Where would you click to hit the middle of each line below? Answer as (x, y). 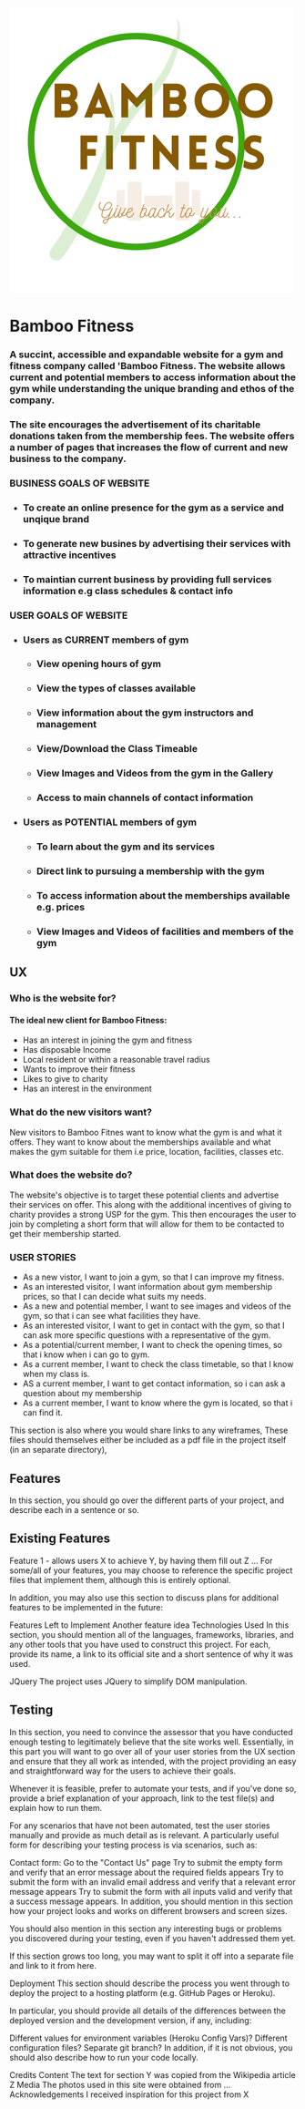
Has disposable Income (66, 1050)
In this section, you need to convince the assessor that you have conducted (151, 1732)
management (66, 725)
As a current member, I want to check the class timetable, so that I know (158, 1364)
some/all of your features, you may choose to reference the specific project (151, 1570)
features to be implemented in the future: (86, 1607)
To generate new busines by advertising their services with (157, 543)
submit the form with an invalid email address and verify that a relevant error (152, 1882)
